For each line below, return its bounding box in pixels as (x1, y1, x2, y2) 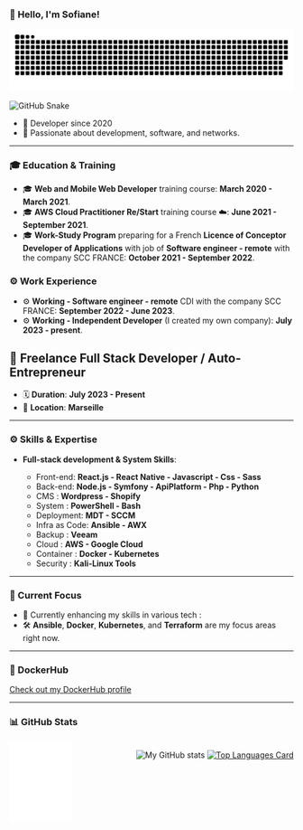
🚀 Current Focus (9, 589, 82, 601)
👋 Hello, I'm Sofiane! (9, 8, 101, 21)
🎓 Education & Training (9, 158, 116, 171)
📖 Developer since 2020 (22, 118, 113, 129)
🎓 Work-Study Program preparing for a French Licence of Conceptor (22, 230, 287, 241)
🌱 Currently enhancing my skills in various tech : (22, 609, 202, 620)
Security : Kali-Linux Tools (35, 558, 137, 569)
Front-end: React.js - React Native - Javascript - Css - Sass (35, 471, 262, 482)
